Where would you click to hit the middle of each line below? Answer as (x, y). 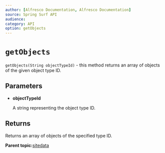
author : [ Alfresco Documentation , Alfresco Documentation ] (68, 10)
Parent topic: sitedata (27, 145)
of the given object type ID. (33, 70)
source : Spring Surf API (31, 14)
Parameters (24, 86)
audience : (16, 19)
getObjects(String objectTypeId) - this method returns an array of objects (83, 65)
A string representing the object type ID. (54, 107)
